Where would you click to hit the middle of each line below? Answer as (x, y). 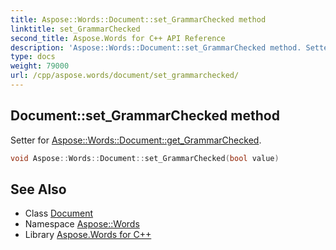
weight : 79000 (40, 66)
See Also (38, 189)
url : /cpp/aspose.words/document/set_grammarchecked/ (125, 76)
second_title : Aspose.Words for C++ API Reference (118, 38)
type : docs (33, 57)
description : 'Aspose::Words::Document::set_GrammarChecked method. (156, 47)
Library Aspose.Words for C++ (88, 235)
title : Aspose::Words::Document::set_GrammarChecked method (138, 19)
